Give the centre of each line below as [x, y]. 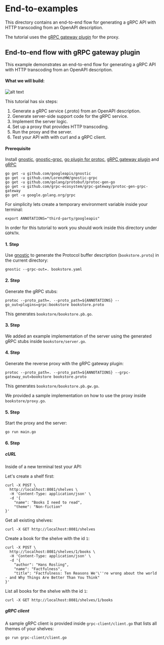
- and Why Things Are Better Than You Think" [52, 577]
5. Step [13, 412]
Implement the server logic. [40, 121]
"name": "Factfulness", [38, 569]
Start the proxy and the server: [36, 423]
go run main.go [21, 432]
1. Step [12, 244]
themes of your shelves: [29, 628]
